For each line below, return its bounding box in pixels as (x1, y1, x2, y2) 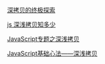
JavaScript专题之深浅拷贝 (7, 35, 80, 43)
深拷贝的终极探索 (7, 6, 56, 14)
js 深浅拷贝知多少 (7, 20, 56, 29)
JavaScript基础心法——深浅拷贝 (7, 50, 98, 57)
